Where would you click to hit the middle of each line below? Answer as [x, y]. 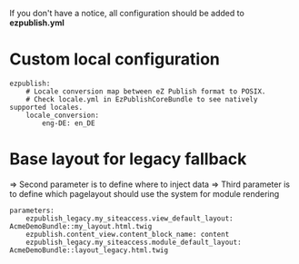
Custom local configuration [115, 59]
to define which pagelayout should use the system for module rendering [145, 193]
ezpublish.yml [37, 23]
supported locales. [46, 107]
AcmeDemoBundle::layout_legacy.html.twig [89, 250]
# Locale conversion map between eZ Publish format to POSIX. [146, 91]
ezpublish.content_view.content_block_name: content [128, 234]
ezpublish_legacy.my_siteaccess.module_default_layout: [134, 242]
